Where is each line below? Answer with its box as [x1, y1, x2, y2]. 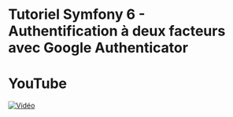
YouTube [8, 75, 67, 93]
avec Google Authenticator [8, 39, 189, 57]
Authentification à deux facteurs [8, 22, 226, 40]
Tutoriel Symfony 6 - [8, 5, 146, 24]
